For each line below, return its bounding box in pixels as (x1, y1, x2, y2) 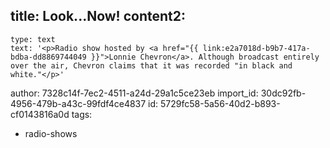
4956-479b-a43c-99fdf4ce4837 (10, 97, 147, 109)
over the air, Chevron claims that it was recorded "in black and (10, 60, 293, 71)
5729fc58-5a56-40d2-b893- (160, 97, 281, 109)
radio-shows (24, 127, 78, 139)
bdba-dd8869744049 (10, 52, 87, 62)
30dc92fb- (260, 87, 307, 99)
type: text (10, 34, 56, 44)
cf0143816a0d (10, 108, 70, 120)
